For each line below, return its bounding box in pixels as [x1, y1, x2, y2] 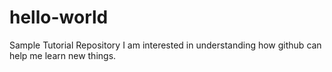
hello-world [9, 6, 109, 29]
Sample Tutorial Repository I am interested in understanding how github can [9, 39, 322, 51]
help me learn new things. [9, 49, 117, 61]
